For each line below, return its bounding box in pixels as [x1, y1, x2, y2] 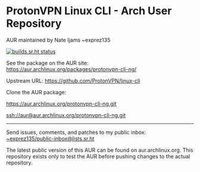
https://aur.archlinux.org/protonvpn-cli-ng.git [6, 100, 117, 107]
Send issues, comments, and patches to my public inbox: [6, 129, 146, 136]
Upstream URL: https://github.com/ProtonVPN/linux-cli [6, 77, 140, 84]
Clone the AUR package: [6, 88, 67, 95]
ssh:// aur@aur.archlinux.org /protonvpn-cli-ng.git [6, 112, 126, 119]
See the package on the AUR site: [6, 59, 89, 66]
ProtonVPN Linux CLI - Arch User [6, 4, 172, 18]
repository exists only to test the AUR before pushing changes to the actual [6, 152, 190, 160]
